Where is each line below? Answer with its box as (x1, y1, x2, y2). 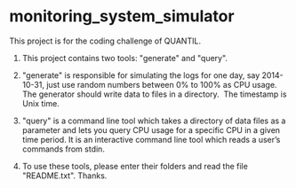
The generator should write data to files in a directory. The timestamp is (21, 89, 287, 99)
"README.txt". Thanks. (21, 170, 108, 181)
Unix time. (21, 98, 60, 108)
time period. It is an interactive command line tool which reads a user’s (21, 134, 281, 145)
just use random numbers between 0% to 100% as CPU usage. (45, 79, 277, 90)
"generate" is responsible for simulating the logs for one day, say (21, 69, 260, 81)
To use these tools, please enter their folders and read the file (21, 161, 249, 171)
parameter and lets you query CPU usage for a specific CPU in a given (21, 124, 281, 135)
